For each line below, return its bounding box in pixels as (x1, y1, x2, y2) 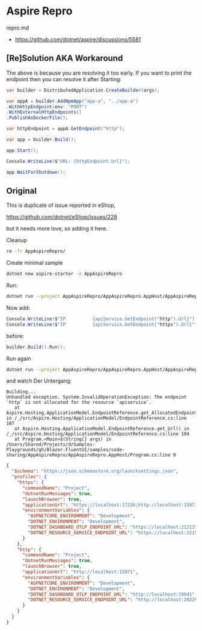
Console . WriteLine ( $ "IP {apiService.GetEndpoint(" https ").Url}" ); (6, 321, 200, 327)
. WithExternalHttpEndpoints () (6, 109, 82, 115)
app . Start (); (6, 147, 39, 153)
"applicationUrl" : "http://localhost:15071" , (22, 569, 138, 575)
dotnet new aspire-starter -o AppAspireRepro (6, 271, 122, 277)
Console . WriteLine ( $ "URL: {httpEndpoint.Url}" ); (6, 158, 130, 164)
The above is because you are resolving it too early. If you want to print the (6, 69, 192, 76)
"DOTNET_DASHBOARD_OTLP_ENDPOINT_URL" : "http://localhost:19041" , (28, 591, 198, 597)
